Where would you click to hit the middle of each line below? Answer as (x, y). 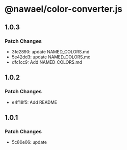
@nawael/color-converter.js (63, 9)
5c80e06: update (29, 142)
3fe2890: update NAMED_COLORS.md (51, 51)
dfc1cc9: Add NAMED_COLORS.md (47, 62)
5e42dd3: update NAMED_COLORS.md (51, 57)
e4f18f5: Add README (34, 102)
